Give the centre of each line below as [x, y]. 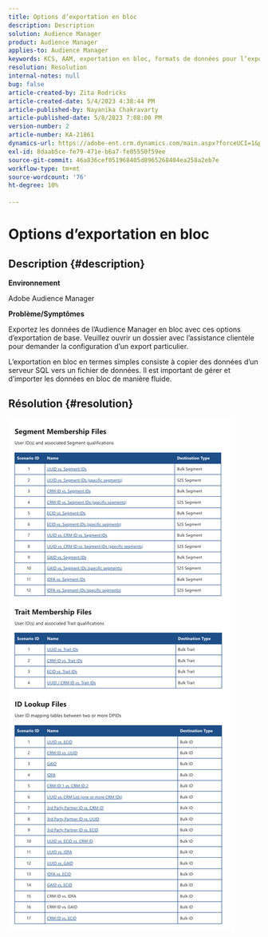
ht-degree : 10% [33, 185]
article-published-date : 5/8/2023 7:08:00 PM [85, 118]
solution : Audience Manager [55, 34]
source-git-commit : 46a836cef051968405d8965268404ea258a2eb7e [114, 160]
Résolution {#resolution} [71, 404]
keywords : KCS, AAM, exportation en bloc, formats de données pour [123, 59]
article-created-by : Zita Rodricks [67, 93]
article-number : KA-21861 [51, 135]
